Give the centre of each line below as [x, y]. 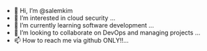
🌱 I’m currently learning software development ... [84, 25]
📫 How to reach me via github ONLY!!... [71, 40]
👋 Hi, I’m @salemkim [43, 11]
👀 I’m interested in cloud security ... [64, 18]
